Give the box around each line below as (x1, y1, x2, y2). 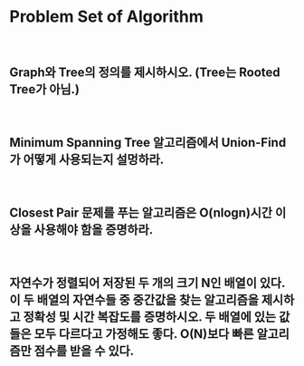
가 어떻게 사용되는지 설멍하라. (9, 152, 165, 168)
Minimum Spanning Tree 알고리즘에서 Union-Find (9, 135, 287, 150)
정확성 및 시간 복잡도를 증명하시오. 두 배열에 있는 (23, 309, 277, 324)
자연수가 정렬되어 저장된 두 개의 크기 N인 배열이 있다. (9, 274, 286, 291)
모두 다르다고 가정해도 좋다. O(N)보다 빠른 (33, 326, 254, 342)
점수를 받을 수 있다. (33, 342, 135, 359)
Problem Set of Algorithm (9, 6, 204, 27)
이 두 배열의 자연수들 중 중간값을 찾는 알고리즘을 (9, 292, 260, 307)
